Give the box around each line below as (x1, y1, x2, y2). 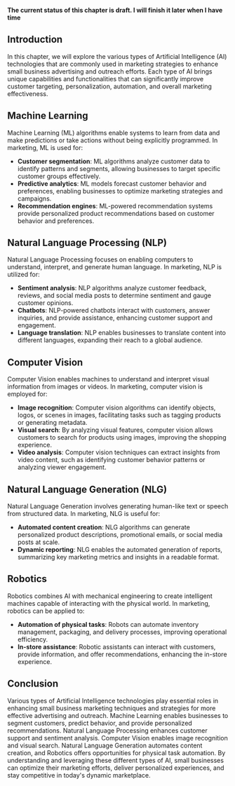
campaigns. (17, 194, 52, 203)
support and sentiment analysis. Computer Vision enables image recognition (7, 733, 228, 742)
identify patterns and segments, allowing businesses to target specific (17, 164, 221, 172)
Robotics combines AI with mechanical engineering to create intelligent (7, 592, 213, 600)
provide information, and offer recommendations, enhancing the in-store (17, 650, 227, 658)
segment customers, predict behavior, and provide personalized (7, 719, 193, 727)
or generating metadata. (17, 419, 88, 427)
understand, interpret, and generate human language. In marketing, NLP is (7, 263, 222, 271)
